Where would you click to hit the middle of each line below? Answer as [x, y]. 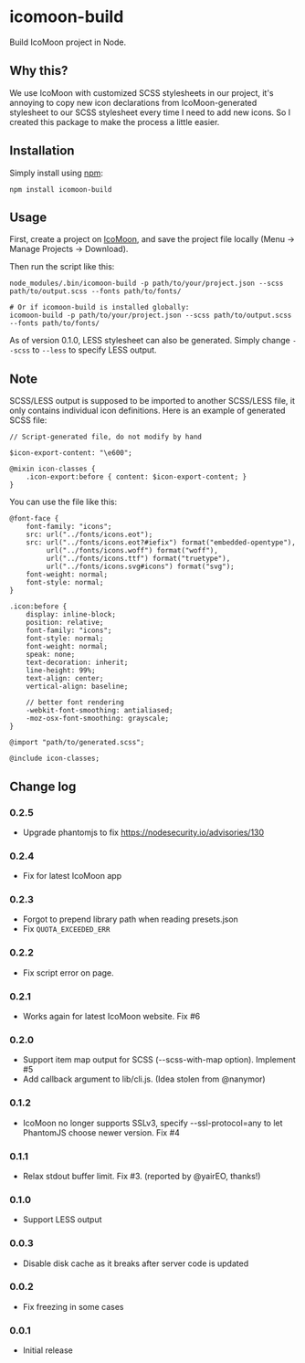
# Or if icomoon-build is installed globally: [100, 308]
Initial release [47, 1350]
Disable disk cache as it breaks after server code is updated [136, 1263]
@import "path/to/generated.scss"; [77, 743]
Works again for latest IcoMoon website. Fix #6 [111, 1017]
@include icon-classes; [55, 759]
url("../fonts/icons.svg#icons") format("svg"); [140, 567]
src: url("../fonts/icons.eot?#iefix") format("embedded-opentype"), [161, 543]
